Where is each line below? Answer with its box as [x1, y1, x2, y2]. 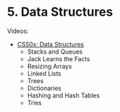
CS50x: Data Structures [16, 40, 84, 48]
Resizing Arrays [27, 62, 72, 70]
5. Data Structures [7, 4, 113, 20]
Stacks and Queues [27, 47, 83, 56]
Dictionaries [27, 84, 62, 92]
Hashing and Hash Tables [27, 91, 100, 100]
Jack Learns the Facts [27, 54, 91, 63]
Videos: [7, 27, 29, 35]
